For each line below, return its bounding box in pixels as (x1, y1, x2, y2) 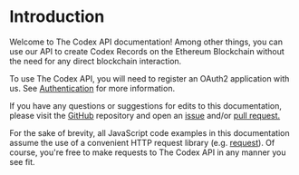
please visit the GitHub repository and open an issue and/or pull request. (9, 110, 281, 121)
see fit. (9, 156, 35, 167)
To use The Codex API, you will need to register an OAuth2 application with (9, 73, 290, 83)
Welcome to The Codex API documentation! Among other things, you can (9, 36, 284, 47)
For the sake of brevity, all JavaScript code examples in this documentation (9, 127, 290, 138)
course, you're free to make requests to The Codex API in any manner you (9, 147, 287, 158)
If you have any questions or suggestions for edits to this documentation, (9, 100, 283, 111)
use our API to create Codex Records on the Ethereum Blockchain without (9, 45, 285, 56)
